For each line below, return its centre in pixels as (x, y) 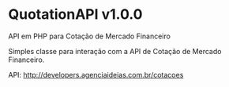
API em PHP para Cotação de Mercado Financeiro (90, 36)
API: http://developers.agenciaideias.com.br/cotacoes (96, 74)
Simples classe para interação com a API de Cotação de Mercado (115, 51)
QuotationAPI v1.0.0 (75, 14)
